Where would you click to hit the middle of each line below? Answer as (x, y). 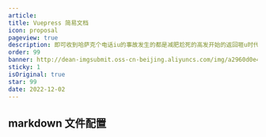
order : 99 (25, 52)
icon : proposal (33, 30)
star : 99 (23, 82)
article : (23, 15)
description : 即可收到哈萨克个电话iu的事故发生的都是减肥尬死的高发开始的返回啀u (128, 45)
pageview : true (33, 38)
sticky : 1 (25, 67)
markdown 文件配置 (57, 123)
